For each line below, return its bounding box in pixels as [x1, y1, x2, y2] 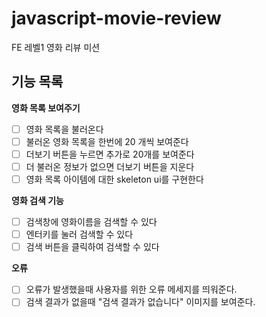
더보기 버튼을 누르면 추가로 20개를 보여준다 [25, 148, 195, 160]
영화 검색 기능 [11, 195, 64, 207]
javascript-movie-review [11, 7, 222, 30]
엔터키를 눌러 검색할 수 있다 [25, 228, 134, 241]
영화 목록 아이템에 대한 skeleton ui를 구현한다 [25, 173, 204, 185]
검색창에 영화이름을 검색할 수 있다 [25, 216, 158, 228]
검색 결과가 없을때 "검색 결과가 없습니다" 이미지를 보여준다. [25, 296, 256, 308]
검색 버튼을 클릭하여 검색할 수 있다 [25, 241, 160, 253]
